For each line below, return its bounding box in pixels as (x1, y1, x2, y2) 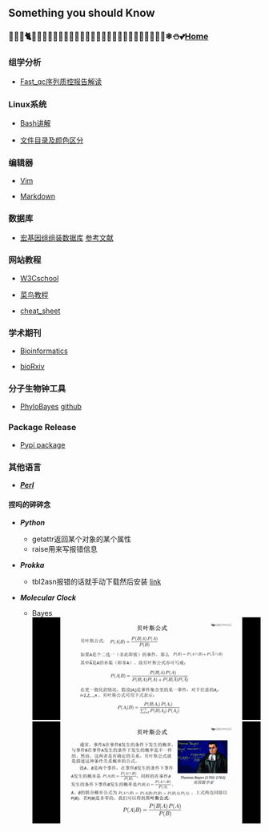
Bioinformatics (19, 346, 68, 356)
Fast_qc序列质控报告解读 (19, 76, 102, 86)
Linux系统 (8, 98, 47, 110)
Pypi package (19, 440, 66, 449)
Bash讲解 (19, 118, 51, 127)
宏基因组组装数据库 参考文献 (19, 232, 114, 243)
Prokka (19, 561, 45, 570)
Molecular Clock (19, 593, 77, 603)
